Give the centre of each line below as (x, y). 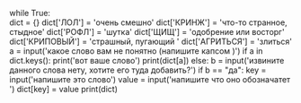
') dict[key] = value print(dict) (64, 89)
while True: (30, 13)
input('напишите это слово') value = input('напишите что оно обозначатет (150, 79)
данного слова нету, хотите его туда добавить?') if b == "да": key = (138, 70)
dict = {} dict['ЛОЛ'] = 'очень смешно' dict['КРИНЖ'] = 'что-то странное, (148, 22)
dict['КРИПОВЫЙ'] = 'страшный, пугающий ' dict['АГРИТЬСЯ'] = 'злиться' (151, 41)
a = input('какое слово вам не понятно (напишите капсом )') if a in (136, 51)
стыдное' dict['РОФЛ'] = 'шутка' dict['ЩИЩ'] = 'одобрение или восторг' (147, 32)
